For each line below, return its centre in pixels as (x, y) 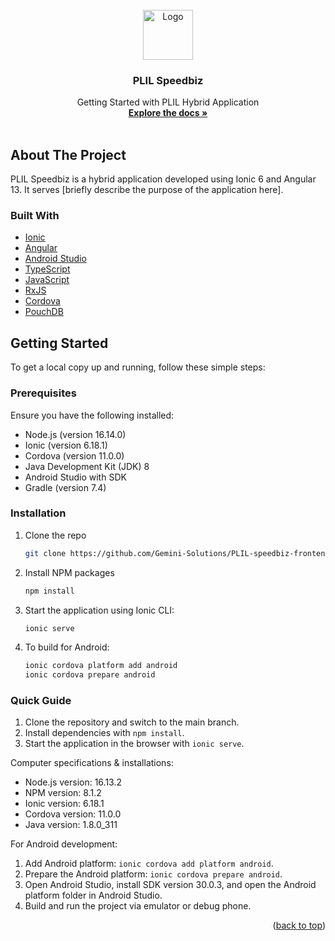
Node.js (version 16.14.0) (75, 434)
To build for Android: (67, 647)
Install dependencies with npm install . (104, 733)
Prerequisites (43, 393)
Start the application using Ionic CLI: (99, 610)
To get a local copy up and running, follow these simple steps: (138, 367)
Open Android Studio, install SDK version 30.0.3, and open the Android (170, 885)
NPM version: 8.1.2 (63, 793)
